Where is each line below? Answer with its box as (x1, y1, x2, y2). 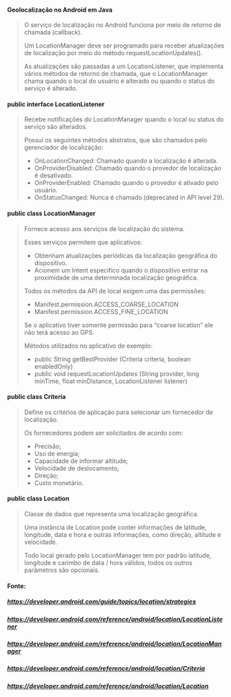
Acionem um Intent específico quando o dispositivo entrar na (34, 266, 208, 274)
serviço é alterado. (23, 84, 78, 92)
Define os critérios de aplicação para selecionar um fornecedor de (23, 408, 214, 416)
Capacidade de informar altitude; (34, 456, 129, 465)
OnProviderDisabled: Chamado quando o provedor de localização (34, 164, 222, 173)
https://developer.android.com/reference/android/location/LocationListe (7, 615, 223, 623)
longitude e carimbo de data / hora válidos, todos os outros (23, 559, 193, 567)
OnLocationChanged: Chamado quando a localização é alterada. (34, 157, 219, 165)
